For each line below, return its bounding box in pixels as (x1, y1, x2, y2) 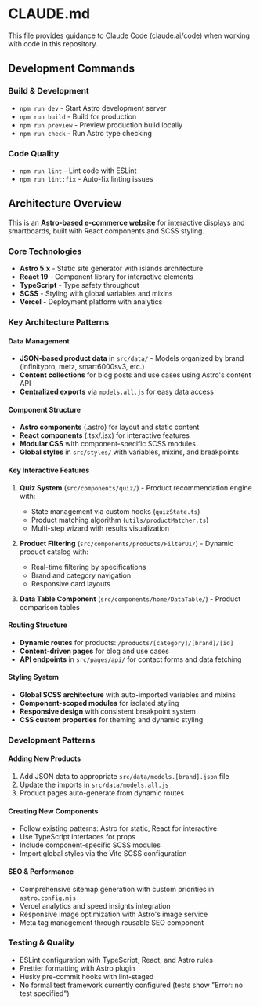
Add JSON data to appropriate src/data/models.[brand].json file (19, 772, 229, 781)
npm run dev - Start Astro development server (19, 103, 167, 112)
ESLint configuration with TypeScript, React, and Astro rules (19, 955, 214, 964)
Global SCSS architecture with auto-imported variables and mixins (19, 689, 237, 699)
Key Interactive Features (8, 465, 90, 475)
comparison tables (19, 602, 80, 611)
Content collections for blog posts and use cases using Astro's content (19, 370, 251, 380)
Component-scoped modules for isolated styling (19, 698, 179, 707)
